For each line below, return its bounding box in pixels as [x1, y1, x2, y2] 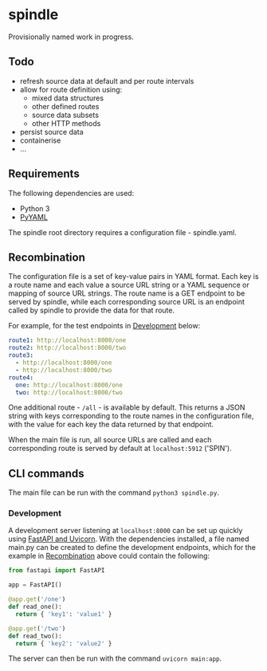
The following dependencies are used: [8, 188, 135, 198]
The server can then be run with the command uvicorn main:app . [8, 653, 222, 663]
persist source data [19, 127, 84, 136]
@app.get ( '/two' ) [8, 624, 66, 633]
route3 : [8, 351, 34, 359]
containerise [19, 135, 61, 145]
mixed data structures [31, 93, 104, 103]
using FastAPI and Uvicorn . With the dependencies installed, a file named [8, 534, 249, 543]
